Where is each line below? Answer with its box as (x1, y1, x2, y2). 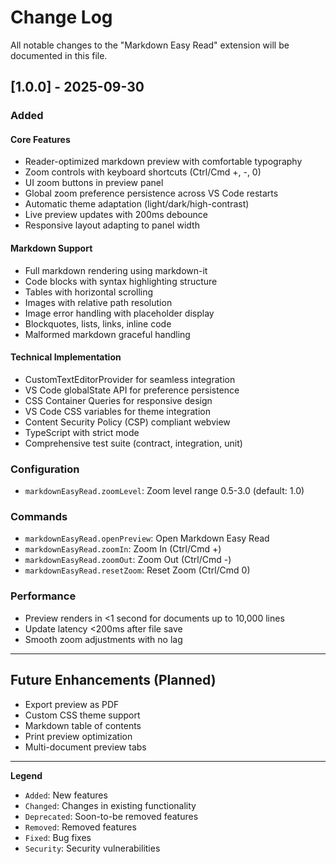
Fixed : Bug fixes (24, 831, 92, 843)
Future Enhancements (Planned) (10, 672, 217, 689)
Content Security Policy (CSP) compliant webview (24, 416, 231, 428)
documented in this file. (10, 49, 108, 61)
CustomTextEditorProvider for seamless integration (24, 373, 236, 385)
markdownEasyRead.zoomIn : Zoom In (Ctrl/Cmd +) (24, 543, 222, 555)
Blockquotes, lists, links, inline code (24, 317, 172, 330)
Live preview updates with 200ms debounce (24, 209, 208, 221)
